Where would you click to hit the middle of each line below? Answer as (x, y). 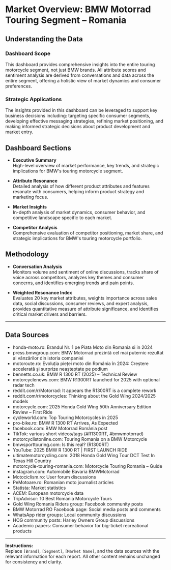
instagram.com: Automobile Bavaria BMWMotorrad (66, 471)
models (20, 401)
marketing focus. (30, 197)
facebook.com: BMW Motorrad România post (60, 428)
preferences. (19, 86)
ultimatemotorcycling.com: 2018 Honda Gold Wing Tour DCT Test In (84, 455)
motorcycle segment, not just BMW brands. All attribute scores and (76, 70)
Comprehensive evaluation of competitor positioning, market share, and (88, 233)
